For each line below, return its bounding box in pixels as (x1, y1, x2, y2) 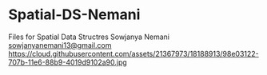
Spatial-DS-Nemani (8, 6, 141, 24)
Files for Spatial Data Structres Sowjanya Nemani (8, 32, 170, 41)
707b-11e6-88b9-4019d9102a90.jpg (8, 57, 128, 67)
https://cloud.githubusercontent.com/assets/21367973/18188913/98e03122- (8, 49, 260, 58)
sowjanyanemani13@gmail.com (8, 40, 112, 49)
